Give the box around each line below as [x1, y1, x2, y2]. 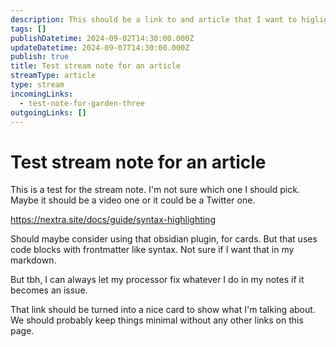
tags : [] [10, 24, 47, 34]
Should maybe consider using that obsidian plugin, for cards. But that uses [10, 233, 318, 245]
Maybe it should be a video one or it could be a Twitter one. [10, 194, 256, 206]
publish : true [10, 52, 70, 62]
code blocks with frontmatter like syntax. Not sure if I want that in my [10, 244, 295, 256]
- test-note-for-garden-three [19, 98, 145, 108]
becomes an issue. [10, 284, 88, 296]
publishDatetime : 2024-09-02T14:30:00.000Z [10, 33, 195, 43]
